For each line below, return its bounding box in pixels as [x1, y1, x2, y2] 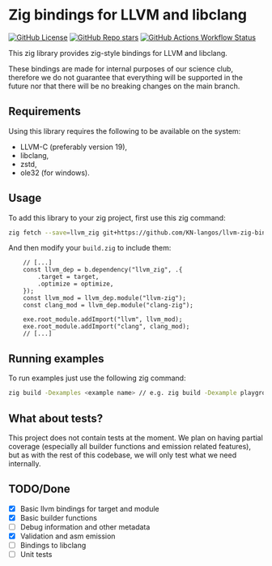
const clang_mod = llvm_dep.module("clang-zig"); [23, 302, 194, 310]
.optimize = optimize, [37, 280, 114, 289]
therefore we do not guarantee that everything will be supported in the [8, 72, 243, 82]
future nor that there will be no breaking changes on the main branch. [8, 81, 240, 91]
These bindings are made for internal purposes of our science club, [8, 63, 233, 74]
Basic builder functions [19, 512, 97, 522]
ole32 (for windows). [19, 168, 91, 178]
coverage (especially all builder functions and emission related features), [8, 441, 252, 451]
